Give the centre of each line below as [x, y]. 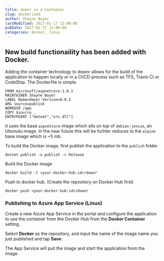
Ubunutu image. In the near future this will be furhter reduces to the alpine [80, 131]
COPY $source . [21, 112]
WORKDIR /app [18, 108]
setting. [13, 224]
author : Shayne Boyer [27, 19]
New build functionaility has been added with [76, 52]
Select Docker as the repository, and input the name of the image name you [82, 234]
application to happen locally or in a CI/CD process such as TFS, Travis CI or [82, 77]
